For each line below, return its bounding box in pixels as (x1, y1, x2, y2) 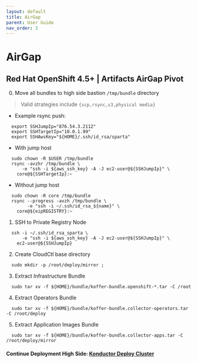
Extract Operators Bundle (14, 294, 77, 301)
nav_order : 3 (6, 25, 38, 31)
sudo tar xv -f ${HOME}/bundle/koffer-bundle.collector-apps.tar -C (11, 332, 183, 339)
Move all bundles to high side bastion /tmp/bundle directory (14, 90, 159, 97)
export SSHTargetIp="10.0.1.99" (11, 129, 91, 135)
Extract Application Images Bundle (14, 321, 99, 328)
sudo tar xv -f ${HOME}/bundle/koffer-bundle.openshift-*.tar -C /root (11, 284, 192, 290)
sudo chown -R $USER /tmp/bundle (11, 156, 94, 162)
